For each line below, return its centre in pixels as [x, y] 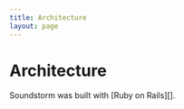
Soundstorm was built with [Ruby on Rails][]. [92, 95]
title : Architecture [48, 18]
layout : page [34, 26]
